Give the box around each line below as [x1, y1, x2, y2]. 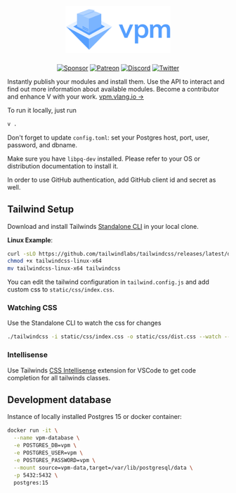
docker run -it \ [7, 427, 58, 435]
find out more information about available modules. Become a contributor [7, 85, 220, 93]
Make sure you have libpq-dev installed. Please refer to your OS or [7, 154, 200, 163]
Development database [7, 394, 112, 406]
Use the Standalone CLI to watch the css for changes [7, 319, 162, 327]
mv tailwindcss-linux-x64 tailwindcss [7, 265, 121, 273]
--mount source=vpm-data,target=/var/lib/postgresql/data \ [13, 464, 193, 471]
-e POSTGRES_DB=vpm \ [13, 442, 77, 449]
